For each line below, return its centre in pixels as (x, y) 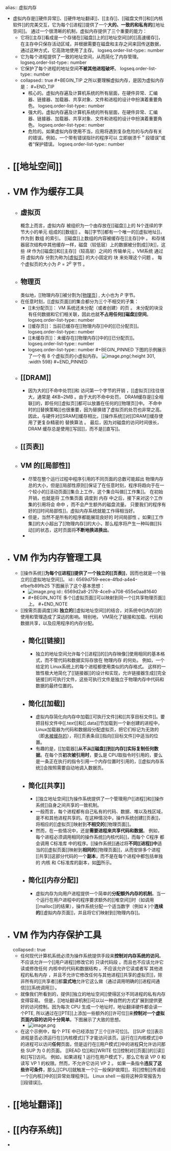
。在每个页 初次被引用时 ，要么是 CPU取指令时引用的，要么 (101, 755)
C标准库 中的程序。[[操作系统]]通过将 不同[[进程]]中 (104, 844)
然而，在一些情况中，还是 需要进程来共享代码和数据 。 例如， (99, 831)
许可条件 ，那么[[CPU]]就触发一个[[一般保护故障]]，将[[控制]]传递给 (95, 1069)
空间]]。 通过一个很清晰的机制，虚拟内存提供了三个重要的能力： (80, 31)
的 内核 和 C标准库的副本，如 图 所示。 (75, 862)
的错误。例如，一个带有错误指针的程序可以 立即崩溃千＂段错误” (94, 138)
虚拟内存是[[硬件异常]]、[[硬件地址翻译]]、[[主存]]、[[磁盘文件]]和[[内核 (88, 18)
